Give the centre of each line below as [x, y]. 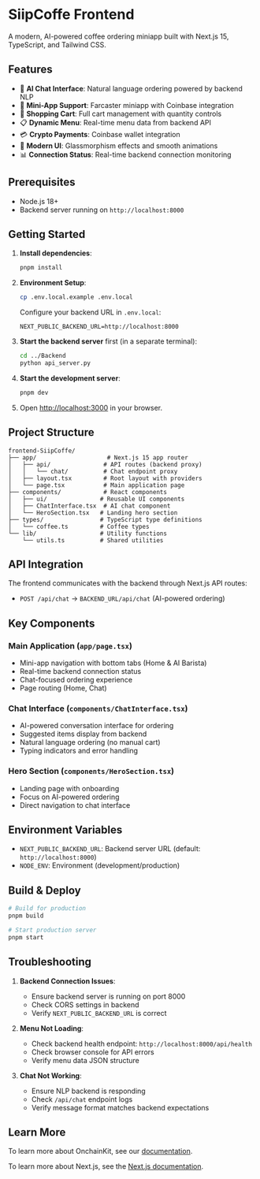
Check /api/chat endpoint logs [82, 1099]
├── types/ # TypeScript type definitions [105, 519]
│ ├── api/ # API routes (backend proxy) [105, 464]
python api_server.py [55, 363]
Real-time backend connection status [80, 671]
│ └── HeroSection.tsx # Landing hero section [93, 513]
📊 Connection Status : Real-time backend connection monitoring [125, 154]
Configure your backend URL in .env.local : [90, 312]
